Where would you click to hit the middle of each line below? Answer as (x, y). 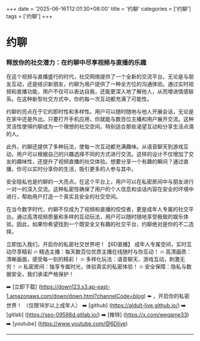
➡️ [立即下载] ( (23, 287)
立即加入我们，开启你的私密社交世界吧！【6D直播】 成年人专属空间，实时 (96, 244)
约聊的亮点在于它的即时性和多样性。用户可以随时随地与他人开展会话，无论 (97, 111)
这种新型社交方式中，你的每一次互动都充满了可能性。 (87, 99)
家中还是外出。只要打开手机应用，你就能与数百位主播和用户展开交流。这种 (102, 119)
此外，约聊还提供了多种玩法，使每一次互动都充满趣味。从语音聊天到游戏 (95, 147)
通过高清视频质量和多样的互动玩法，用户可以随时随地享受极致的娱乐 (100, 217)
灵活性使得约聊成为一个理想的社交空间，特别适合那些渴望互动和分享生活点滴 (100, 126)
